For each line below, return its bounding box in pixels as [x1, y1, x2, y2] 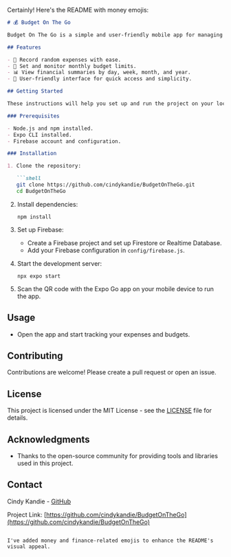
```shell [16, 175, 41, 182]
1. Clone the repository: [7, 163, 81, 170]
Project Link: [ [7, 510, 47, 519]
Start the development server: [16, 259, 102, 267]
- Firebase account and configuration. [7, 137, 122, 145]
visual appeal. [7, 543, 51, 550]
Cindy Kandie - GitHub [7, 497, 71, 505]
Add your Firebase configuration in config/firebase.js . [27, 246, 186, 254]
